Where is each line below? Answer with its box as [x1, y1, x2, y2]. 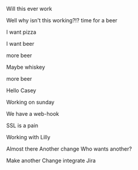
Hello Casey [6, 87, 36, 94]
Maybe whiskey [6, 63, 45, 71]
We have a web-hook [6, 110, 59, 117]
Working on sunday [6, 99, 55, 105]
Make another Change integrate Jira [6, 157, 96, 164]
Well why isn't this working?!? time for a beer [6, 17, 118, 24]
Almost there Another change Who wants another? [6, 145, 133, 153]
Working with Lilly [6, 134, 51, 140]
